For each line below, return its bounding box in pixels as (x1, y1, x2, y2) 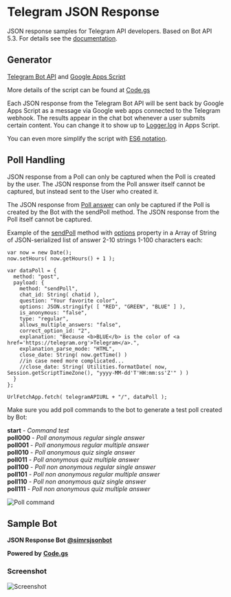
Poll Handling (7, 154, 65, 166)
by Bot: (7, 413, 27, 421)
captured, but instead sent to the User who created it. (7, 187, 159, 195)
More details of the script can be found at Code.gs (7, 85, 151, 94)
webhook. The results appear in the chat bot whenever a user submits (7, 113, 206, 122)
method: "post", (13, 273, 60, 280)
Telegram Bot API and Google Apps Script (7, 72, 126, 80)
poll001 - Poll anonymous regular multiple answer (7, 441, 149, 449)
